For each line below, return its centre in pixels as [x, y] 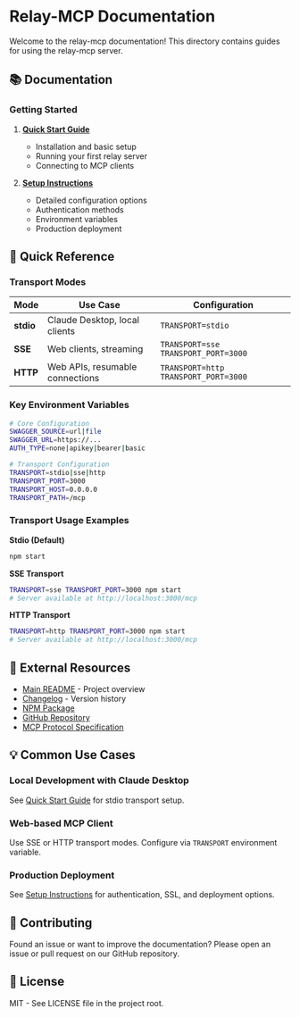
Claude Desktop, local [94, 321]
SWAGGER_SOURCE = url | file [55, 432]
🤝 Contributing [51, 923]
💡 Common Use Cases [72, 755]
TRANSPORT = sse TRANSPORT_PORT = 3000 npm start [95, 590]
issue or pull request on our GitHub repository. [95, 954]
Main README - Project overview [83, 688]
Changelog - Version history [74, 698]
